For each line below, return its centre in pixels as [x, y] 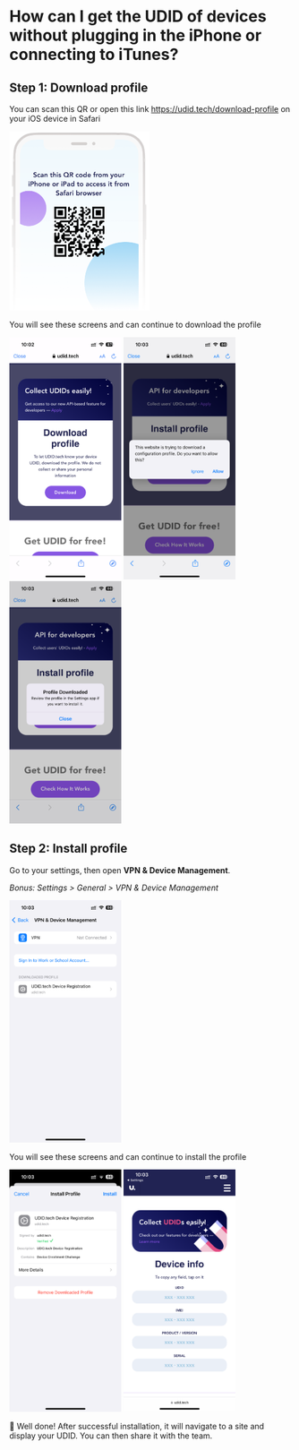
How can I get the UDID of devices [138, 17]
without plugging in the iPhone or [136, 35]
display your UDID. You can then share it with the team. [111, 1436]
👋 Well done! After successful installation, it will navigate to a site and [137, 1426]
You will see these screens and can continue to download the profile [135, 325]
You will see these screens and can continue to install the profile [128, 1156]
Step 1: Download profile [79, 87]
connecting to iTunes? [94, 55]
